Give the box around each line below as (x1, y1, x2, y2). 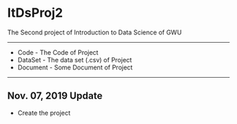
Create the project (17, 109, 71, 117)
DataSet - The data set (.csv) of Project (17, 55, 133, 64)
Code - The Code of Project (17, 48, 99, 57)
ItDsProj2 (7, 5, 63, 21)
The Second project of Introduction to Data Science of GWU (7, 28, 182, 36)
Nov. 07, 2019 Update (7, 90, 103, 102)
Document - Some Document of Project (17, 63, 133, 71)
